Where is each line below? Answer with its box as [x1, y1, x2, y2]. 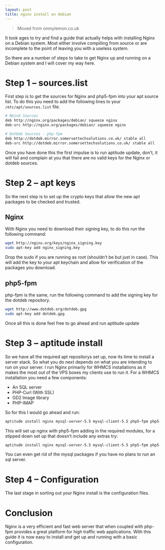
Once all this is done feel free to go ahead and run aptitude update [5, 320, 139, 326]
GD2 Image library [12, 395, 50, 400]
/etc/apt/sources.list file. [5, 104, 60, 110]
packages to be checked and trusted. [5, 199, 81, 205]
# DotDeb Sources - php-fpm [5, 131, 63, 137]
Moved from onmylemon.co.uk [17, 25, 80, 31]
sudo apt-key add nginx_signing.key [5, 245, 80, 250]
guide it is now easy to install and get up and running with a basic [5, 534, 137, 540]
